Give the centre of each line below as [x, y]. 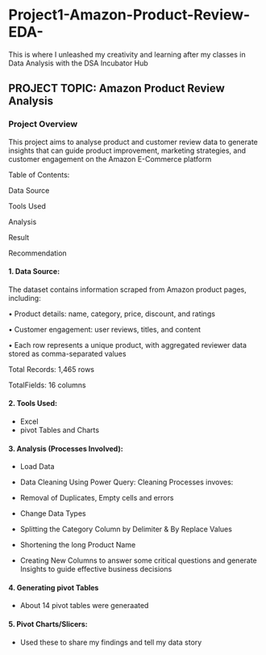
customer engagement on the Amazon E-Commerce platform [110, 158]
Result [19, 237]
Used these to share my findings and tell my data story [111, 642]
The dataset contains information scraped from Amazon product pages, [128, 289]
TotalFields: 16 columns [47, 385]
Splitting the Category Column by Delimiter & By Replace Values [126, 529]
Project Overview [43, 125]
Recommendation [37, 253]
